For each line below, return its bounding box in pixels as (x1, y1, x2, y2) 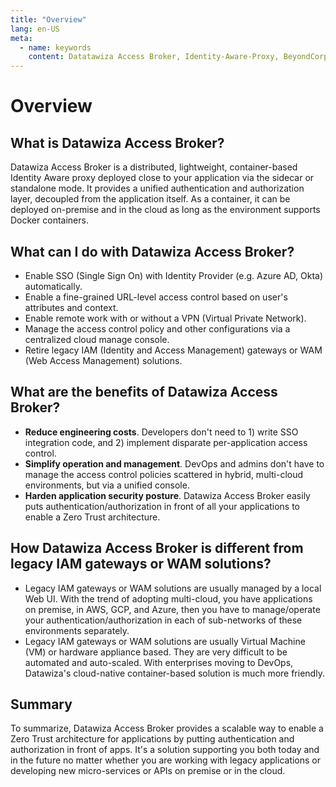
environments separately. (24, 624, 130, 636)
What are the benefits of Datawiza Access (10, 384, 278, 401)
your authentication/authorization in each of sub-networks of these (24, 614, 303, 626)
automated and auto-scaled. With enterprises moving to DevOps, (24, 656, 294, 668)
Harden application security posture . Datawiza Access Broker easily (24, 489, 311, 501)
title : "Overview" (10, 14, 87, 25)
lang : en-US (10, 24, 60, 34)
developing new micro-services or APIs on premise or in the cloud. (10, 765, 286, 777)
